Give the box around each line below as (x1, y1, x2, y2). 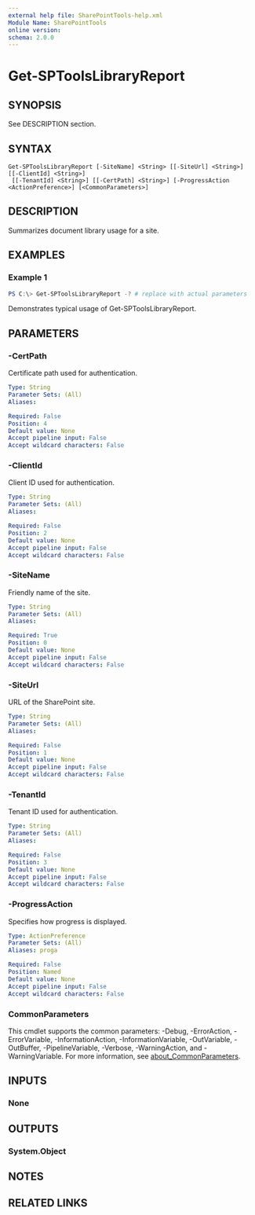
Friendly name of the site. (8, 587, 91, 597)
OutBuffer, (8, 1043, 42, 1052)
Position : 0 (8, 639, 47, 647)
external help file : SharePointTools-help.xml (8, 11, 163, 20)
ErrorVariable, (8, 1034, 53, 1044)
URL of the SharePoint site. (8, 697, 96, 707)
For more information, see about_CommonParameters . (65, 1051, 241, 1061)
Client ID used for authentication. (8, 478, 115, 487)
